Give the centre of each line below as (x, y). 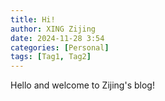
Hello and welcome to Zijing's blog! (82, 85)
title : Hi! (33, 19)
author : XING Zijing (53, 29)
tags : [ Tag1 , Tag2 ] (51, 57)
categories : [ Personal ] (60, 47)
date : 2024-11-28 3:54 (57, 38)
